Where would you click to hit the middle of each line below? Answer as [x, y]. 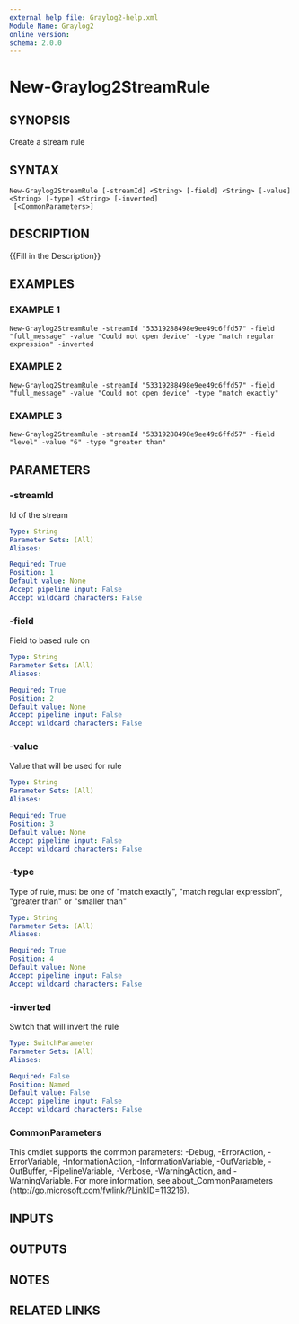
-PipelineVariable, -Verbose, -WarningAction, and [140, 1171]
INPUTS [31, 1218]
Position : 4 [31, 959]
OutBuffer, [28, 1171]
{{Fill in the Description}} [55, 255]
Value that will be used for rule [66, 766]
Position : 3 [31, 824]
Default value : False [50, 1093]
